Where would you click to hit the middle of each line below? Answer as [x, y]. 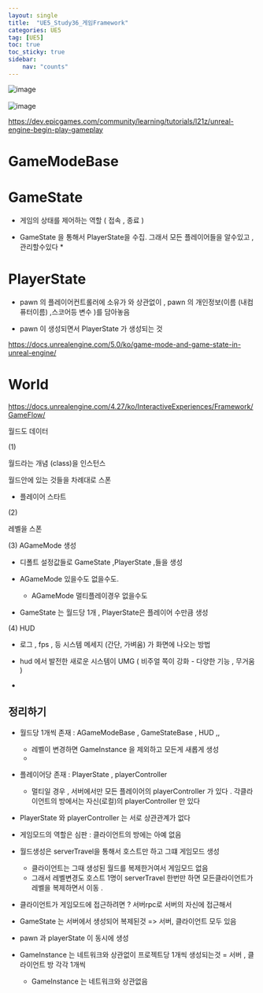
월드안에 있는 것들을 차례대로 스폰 [60, 480]
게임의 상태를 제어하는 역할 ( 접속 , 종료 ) [81, 220]
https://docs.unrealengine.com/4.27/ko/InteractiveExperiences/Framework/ [131, 406]
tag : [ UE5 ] [26, 37]
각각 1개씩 [71, 964]
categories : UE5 [35, 30]
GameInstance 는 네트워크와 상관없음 [89, 981]
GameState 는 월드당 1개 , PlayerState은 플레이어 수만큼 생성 [114, 612]
